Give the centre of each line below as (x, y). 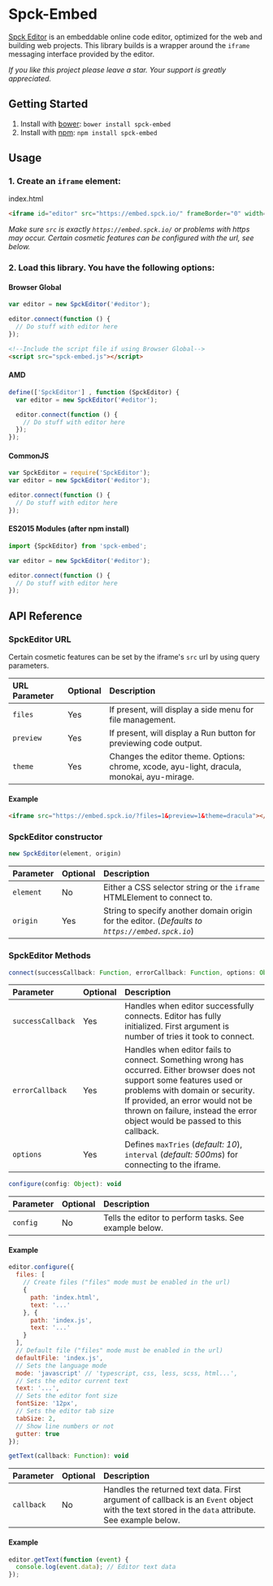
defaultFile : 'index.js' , (60, 1358)
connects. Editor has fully (173, 1017)
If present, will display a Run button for (182, 732)
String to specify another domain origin (178, 911)
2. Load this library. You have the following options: (112, 268)
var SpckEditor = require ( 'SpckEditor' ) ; (80, 473)
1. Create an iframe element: (65, 182)
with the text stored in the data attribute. (179, 1510)
